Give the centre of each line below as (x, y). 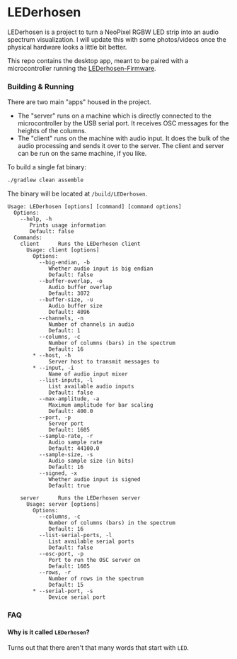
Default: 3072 (69, 294)
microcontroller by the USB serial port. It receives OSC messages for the (123, 123)
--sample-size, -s (66, 455)
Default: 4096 (69, 312)
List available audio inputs (91, 387)
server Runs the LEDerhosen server (80, 498)
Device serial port (77, 597)
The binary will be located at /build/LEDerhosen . (77, 194)
